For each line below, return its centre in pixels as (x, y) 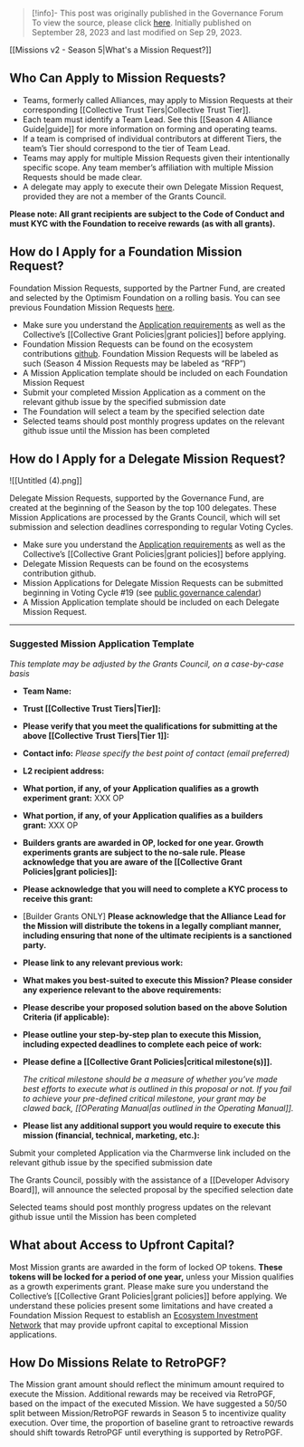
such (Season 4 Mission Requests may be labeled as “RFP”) (134, 363)
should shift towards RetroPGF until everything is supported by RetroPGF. (146, 1433)
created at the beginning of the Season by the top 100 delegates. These (143, 508)
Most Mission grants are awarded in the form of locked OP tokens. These (146, 1267)
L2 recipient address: (63, 771)
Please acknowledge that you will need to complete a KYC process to (155, 889)
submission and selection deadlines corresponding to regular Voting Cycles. (152, 527)
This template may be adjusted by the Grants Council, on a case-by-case (147, 664)
